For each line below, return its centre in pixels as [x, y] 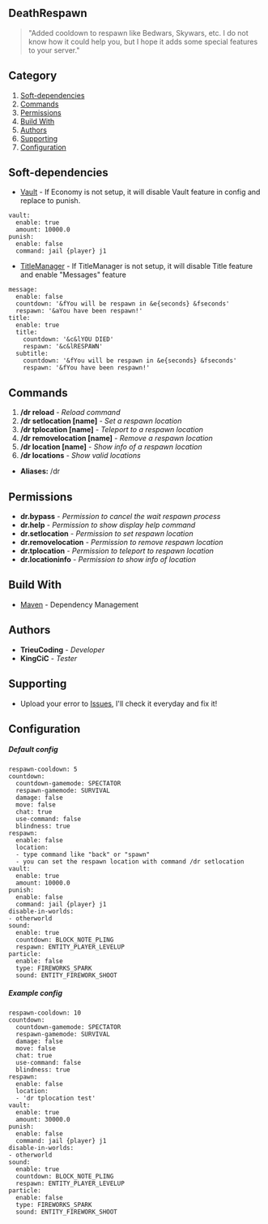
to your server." [54, 50]
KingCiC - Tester [49, 658]
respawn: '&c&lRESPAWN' [63, 347]
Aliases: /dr [40, 471]
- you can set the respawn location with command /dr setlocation [130, 861]
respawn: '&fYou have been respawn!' [87, 368]
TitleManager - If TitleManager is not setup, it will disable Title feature [136, 266]
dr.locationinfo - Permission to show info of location [108, 560]
